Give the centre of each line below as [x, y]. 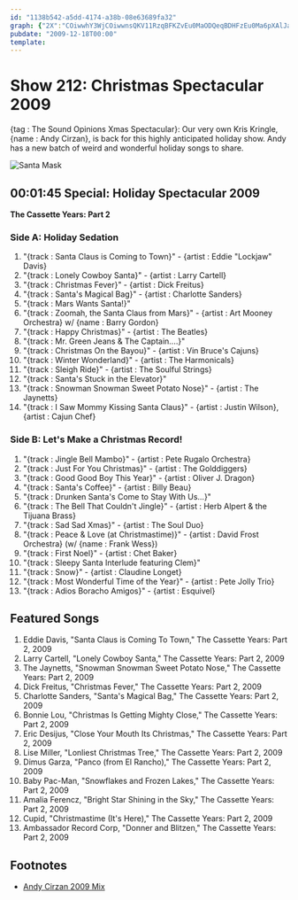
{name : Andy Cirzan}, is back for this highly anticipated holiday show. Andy [148, 139]
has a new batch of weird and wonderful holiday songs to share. [127, 148]
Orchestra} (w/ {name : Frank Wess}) [90, 543]
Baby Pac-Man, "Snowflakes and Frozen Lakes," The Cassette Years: [149, 781]
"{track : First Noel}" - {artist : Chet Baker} [100, 553]
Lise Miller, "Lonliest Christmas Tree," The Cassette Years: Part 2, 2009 [153, 753]
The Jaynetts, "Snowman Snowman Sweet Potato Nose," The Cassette [152, 668]
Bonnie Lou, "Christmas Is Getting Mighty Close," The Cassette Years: [150, 715]
